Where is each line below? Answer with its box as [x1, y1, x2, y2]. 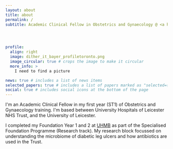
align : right [10, 49, 38, 54]
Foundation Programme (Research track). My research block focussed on [5, 128, 161, 134]
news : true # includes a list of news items [5, 78, 102, 83]
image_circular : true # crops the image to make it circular [10, 59, 144, 64]
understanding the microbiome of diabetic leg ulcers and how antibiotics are [5, 133, 167, 139]
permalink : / [5, 17, 33, 22]
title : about [5, 12, 33, 17]
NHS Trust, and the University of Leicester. [5, 113, 96, 119]
